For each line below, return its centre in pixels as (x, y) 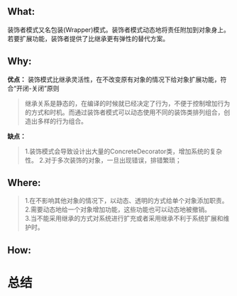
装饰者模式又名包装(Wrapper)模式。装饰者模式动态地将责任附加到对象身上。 (119, 29)
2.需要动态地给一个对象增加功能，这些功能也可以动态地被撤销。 (118, 209)
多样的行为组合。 (62, 121)
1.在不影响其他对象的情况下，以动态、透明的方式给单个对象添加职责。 (126, 201)
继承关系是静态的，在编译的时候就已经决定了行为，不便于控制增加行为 (127, 103)
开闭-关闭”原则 (38, 88)
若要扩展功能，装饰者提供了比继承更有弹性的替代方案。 (88, 38)
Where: (24, 183)
